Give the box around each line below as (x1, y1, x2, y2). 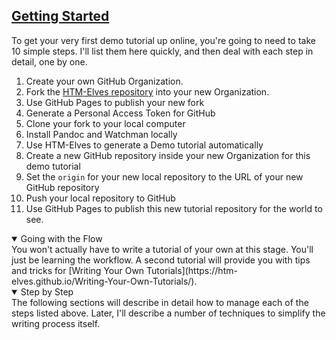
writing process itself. (11, 317, 101, 329)
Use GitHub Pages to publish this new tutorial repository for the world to (25, 202, 323, 214)
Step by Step (20, 285, 74, 298)
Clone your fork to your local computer (25, 117, 186, 129)
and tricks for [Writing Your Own (11, 264, 145, 276)
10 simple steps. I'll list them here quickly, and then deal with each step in (11, 45, 314, 57)
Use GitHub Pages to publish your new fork (25, 96, 205, 108)
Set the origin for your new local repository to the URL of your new (25, 170, 304, 183)
